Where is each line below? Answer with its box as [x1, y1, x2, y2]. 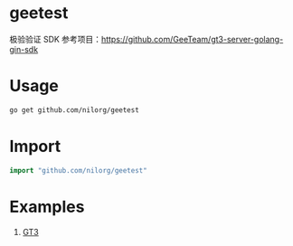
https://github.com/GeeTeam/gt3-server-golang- [100, 33, 284, 44]
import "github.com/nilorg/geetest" [9, 166, 147, 175]
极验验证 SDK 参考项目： [9, 33, 102, 44]
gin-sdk [9, 43, 39, 54]
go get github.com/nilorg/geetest [9, 105, 140, 115]
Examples [9, 196, 85, 217]
